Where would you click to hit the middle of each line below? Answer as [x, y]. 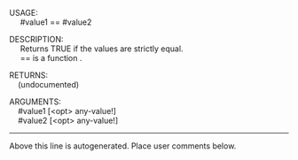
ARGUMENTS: [35, 102]
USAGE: [24, 13]
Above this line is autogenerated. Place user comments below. [123, 146]
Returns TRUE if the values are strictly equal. [102, 49]
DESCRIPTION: [36, 39]
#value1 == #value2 [56, 22]
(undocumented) [48, 84]
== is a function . [51, 58]
